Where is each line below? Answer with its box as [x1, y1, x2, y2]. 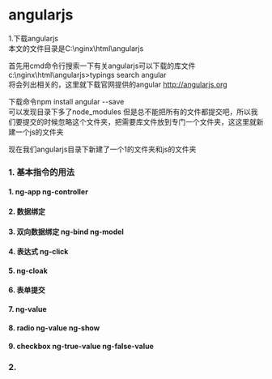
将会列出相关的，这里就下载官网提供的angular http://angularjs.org [8, 79, 228, 89]
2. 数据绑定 [8, 207, 46, 216]
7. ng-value [8, 304, 47, 314]
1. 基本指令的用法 [8, 166, 75, 177]
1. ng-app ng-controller [8, 187, 89, 197]
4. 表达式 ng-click [8, 247, 69, 257]
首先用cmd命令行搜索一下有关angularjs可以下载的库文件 [8, 61, 196, 70]
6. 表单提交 [8, 285, 46, 295]
